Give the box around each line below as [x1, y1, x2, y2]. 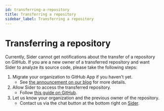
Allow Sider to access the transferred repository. [12, 84, 111, 90]
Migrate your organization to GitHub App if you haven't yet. [12, 74, 133, 80]
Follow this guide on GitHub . [19, 90, 78, 96]
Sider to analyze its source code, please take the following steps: [5, 65, 137, 71]
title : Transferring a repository [5, 12, 77, 17]
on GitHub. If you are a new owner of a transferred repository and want [5, 59, 150, 65]
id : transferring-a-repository [5, 7, 70, 12]
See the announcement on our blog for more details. [19, 79, 126, 85]
